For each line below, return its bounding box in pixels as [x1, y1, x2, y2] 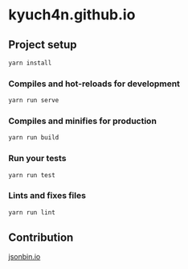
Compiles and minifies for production [8, 115, 157, 126]
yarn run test [8, 171, 56, 179]
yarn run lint [8, 208, 56, 217]
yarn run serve [8, 97, 59, 105]
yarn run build [8, 134, 59, 142]
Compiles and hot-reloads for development [8, 78, 181, 89]
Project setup [8, 38, 78, 52]
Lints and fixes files [8, 190, 87, 201]
